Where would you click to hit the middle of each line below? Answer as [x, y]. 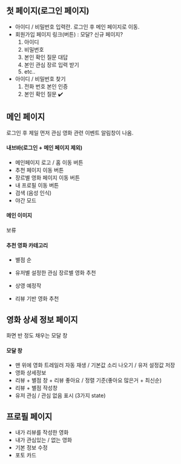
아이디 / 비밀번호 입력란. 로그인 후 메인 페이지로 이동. [77, 27]
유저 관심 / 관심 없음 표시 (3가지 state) [60, 396]
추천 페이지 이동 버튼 [39, 170]
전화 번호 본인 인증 [46, 86]
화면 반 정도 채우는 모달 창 [37, 336]
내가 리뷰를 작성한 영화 [42, 432]
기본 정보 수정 [31, 448]
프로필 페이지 [29, 416]
